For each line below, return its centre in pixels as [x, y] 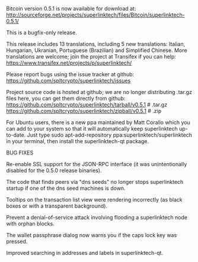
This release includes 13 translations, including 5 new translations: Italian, [96, 44]
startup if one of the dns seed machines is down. [66, 188]
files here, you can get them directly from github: [66, 98]
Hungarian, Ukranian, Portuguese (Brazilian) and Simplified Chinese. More [97, 50]
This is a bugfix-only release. [41, 33]
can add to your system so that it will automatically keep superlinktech [92, 129]
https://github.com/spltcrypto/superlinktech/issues [68, 80]
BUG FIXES [20, 153]
